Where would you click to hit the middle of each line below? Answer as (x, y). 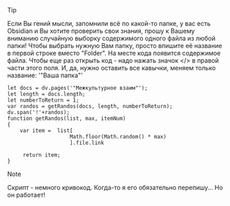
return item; (41, 155)
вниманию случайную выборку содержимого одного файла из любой (112, 38)
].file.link (87, 143)
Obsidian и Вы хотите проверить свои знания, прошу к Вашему (101, 31)
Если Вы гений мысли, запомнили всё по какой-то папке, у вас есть (109, 23)
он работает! (26, 195)
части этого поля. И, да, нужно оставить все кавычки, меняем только (112, 68)
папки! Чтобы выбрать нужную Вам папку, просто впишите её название (115, 46)
